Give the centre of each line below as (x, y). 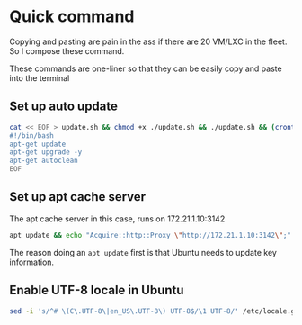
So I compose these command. (67, 50)
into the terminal (40, 77)
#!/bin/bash (31, 135)
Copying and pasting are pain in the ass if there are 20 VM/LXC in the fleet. (148, 41)
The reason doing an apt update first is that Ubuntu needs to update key (143, 252)
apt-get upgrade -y (46, 152)
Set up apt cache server (78, 197)
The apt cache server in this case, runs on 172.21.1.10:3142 (117, 219)
